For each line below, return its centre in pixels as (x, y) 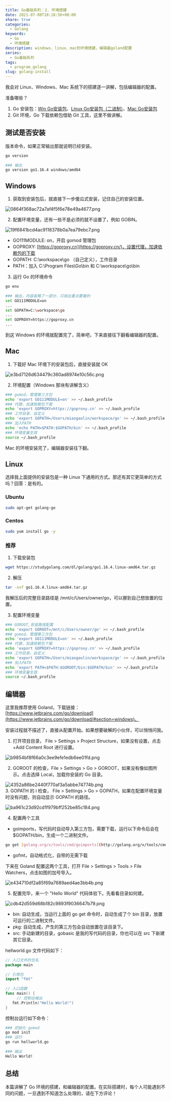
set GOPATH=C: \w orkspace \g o (35, 310)
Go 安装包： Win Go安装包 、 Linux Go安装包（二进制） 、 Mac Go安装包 (85, 109)
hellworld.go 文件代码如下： (35, 950)
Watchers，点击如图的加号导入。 (40, 873)
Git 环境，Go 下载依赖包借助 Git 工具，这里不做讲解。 (69, 115)
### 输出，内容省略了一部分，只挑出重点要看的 (48, 296)
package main (19, 965)
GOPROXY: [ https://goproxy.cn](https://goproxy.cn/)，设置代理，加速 (85, 247)
